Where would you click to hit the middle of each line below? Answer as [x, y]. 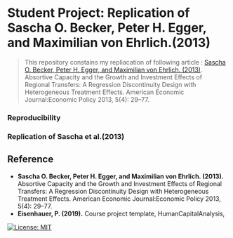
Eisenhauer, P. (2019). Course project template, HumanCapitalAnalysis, [121, 213]
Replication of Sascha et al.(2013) [66, 136]
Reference [31, 159]
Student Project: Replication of [99, 13]
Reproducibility [34, 117]
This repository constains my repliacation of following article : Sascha [125, 62]
